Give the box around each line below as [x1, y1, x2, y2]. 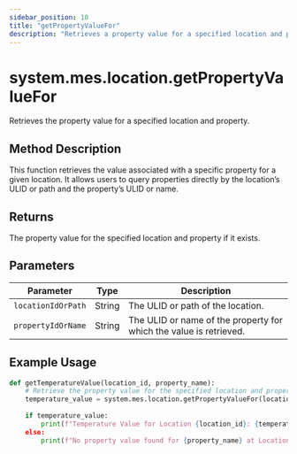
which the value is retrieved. [127, 325, 246, 337]
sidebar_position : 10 [9, 12, 89, 22]
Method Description [9, 141, 122, 156]
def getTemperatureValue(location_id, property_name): [9, 378, 216, 388]
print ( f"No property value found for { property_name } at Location [41, 435, 291, 445]
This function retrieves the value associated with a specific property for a [9, 165, 277, 175]
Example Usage [9, 355, 97, 370]
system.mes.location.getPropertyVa [9, 67, 285, 88]
